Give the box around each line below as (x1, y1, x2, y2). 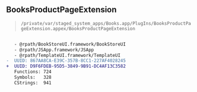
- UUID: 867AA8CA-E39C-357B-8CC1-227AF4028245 (6, 58, 126, 64)
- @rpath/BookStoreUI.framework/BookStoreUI (14, 41, 126, 47)
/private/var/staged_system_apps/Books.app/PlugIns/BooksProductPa (20, 20, 191, 26)
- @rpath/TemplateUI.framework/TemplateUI (14, 52, 120, 58)
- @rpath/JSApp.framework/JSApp (14, 47, 94, 53)
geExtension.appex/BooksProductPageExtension (20, 26, 135, 31)
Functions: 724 (14, 69, 52, 75)
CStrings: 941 (14, 80, 52, 85)
